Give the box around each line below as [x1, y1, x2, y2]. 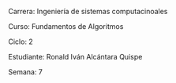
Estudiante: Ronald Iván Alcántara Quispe [8, 52, 143, 61]
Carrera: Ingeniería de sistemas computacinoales [8, 7, 168, 16]
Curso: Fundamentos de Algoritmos [8, 22, 124, 31]
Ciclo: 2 [8, 37, 33, 46]
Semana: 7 [8, 67, 43, 77]
